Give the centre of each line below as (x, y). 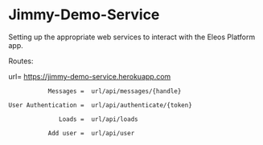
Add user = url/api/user (91, 133)
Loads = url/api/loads (99, 119)
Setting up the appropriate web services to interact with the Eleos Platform (132, 37)
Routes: (21, 61)
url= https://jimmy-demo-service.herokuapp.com (90, 76)
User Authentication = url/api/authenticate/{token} (101, 105)
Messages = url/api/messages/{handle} (115, 91)
